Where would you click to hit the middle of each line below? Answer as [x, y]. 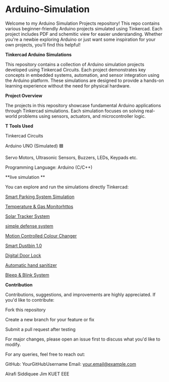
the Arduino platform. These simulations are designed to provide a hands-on [84, 80]
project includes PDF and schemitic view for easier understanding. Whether [84, 34]
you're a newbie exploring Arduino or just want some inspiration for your [80, 39]
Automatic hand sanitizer [31, 265]
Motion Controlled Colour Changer [41, 235]
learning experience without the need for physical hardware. [68, 86]
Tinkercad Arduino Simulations [39, 55]
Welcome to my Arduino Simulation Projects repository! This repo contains [82, 23]
